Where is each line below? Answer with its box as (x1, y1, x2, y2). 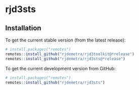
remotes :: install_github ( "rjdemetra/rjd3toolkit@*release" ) (5, 52, 135, 57)
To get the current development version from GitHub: (5, 65, 116, 71)
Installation (5, 24, 41, 32)
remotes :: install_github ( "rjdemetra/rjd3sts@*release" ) (5, 56, 125, 61)
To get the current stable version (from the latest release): (5, 37, 126, 43)
